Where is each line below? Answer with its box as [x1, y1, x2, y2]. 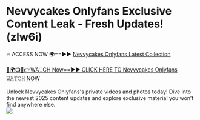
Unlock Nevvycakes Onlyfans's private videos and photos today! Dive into [6, 88, 192, 95]
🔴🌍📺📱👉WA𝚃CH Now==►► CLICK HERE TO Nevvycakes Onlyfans [6, 65, 178, 73]
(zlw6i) [6, 30, 42, 44]
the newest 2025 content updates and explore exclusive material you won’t [6, 94, 194, 101]
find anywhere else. [6, 101, 56, 108]
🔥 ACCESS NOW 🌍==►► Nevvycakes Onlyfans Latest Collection [6, 50, 171, 58]
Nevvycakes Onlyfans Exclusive [6, 4, 172, 18]
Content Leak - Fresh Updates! [6, 17, 164, 31]
